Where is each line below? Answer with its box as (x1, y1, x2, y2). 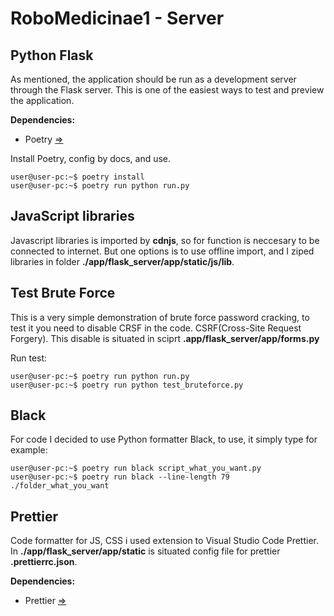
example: (10, 444, 48, 456)
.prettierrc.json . (10, 556, 78, 568)
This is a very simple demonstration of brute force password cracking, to (10, 311, 310, 323)
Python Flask (10, 47, 94, 64)
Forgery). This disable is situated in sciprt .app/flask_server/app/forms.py (10, 332, 320, 344)
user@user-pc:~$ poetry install (10, 172, 145, 182)
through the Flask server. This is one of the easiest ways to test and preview (10, 84, 325, 96)
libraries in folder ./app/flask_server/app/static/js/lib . (10, 255, 235, 267)
